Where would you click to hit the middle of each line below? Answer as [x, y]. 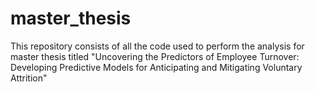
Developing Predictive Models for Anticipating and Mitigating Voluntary [156, 67]
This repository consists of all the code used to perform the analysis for [157, 46]
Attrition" [29, 78]
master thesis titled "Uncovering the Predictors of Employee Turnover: [155, 56]
